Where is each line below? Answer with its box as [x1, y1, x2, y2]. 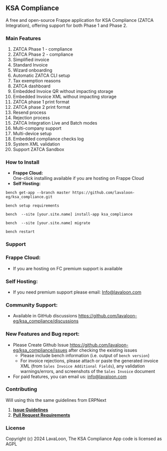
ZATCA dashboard [12, 83, 51, 89]
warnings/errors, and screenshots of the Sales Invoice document [20, 368, 156, 374]
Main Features [5, 35, 41, 42]
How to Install [5, 159, 39, 166]
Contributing [5, 386, 37, 393]
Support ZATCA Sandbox [12, 147, 65, 152]
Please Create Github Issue [12, 342, 69, 348]
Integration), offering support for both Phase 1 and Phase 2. [5, 22, 127, 28]
